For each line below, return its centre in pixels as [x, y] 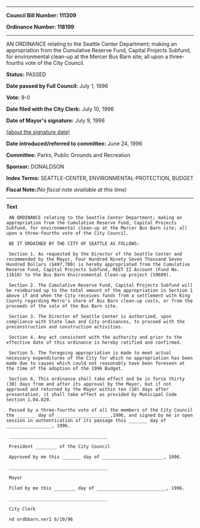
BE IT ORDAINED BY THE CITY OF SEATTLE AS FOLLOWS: [74, 244]
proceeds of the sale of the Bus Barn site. [62, 306]
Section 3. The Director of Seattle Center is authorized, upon [90, 316]
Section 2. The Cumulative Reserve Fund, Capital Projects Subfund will [101, 285]
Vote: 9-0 [18, 98]
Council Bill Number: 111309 [41, 15]
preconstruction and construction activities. [65, 327]
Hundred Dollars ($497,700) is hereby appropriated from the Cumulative [98, 265]
